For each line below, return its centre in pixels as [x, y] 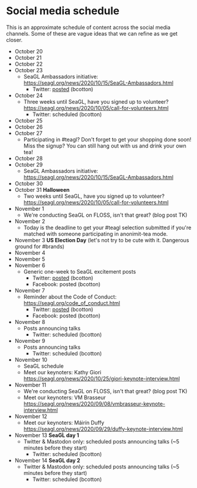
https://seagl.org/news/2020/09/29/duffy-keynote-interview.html [103, 429]
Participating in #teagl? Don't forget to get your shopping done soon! [107, 139]
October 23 [29, 70]
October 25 [29, 120]
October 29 [29, 165]
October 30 [29, 183]
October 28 [29, 158]
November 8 [30, 322]
